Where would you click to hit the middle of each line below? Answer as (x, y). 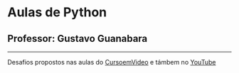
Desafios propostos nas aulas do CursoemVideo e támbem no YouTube (112, 62)
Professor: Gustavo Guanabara (78, 39)
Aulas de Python (57, 12)
